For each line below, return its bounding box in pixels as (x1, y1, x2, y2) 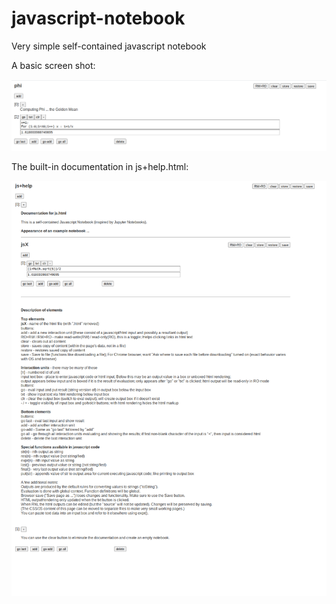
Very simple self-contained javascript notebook (11, 40, 207, 52)
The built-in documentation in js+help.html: (11, 160, 189, 172)
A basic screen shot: (11, 59, 96, 71)
